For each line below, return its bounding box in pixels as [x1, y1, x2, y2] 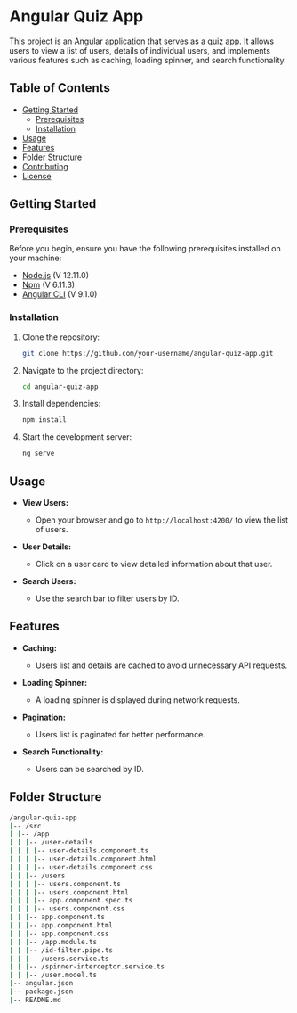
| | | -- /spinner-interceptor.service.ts [9, 962, 165, 971]
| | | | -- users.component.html [9, 887, 129, 897]
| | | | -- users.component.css [9, 904, 125, 913]
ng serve [21, 449, 55, 458]
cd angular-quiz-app [21, 382, 99, 391]
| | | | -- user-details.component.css [9, 862, 153, 871]
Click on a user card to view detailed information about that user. [35, 559, 273, 570]
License [21, 170, 52, 181]
